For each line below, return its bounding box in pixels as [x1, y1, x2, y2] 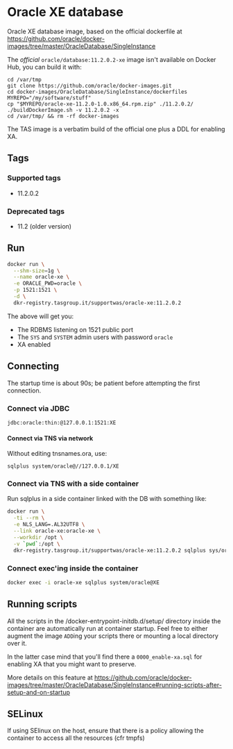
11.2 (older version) [17, 222, 71, 230]
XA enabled [17, 340, 51, 348]
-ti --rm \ [13, 515, 45, 522]
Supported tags [7, 173, 61, 183]
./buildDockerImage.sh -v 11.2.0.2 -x [7, 106, 119, 113]
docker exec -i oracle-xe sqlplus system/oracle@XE [7, 579, 159, 586]
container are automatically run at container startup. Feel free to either [7, 624, 208, 632]
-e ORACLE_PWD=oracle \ [13, 280, 82, 287]
